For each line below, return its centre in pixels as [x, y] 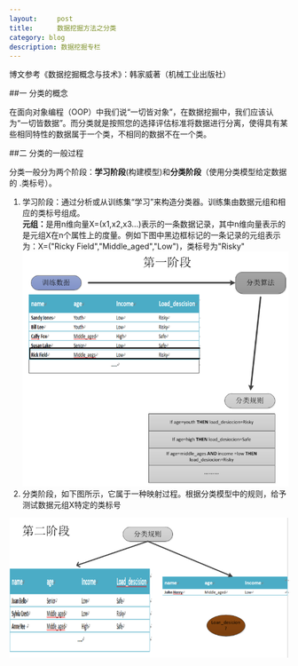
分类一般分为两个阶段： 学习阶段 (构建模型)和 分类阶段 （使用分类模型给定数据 [148, 172]
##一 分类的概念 [39, 93]
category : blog [37, 37]
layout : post [41, 19]
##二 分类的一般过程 [47, 153]
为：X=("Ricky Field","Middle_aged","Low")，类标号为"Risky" [133, 246]
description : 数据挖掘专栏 [55, 47]
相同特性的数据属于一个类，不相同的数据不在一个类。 [114, 134]
